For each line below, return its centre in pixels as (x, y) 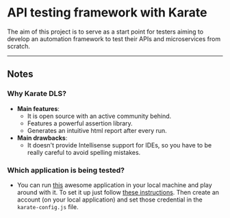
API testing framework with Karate (107, 13)
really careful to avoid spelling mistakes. (84, 152)
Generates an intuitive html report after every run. (97, 130)
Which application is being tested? (66, 170)
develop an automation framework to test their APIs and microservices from (114, 38)
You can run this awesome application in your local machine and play (114, 185)
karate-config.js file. (48, 206)
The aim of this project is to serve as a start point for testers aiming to (105, 32)
